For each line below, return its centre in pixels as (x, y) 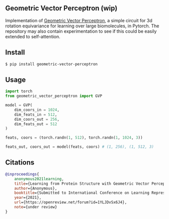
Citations (20, 163)
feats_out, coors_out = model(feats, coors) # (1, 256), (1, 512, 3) (80, 147)
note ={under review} (36, 207)
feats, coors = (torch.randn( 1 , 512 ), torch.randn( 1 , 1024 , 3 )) (74, 138)
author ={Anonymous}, (36, 188)
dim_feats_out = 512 (36, 124)
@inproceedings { (22, 174)
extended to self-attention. (33, 36)
